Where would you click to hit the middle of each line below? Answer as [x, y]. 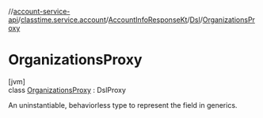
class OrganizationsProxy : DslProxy [67, 90]
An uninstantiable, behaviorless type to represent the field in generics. [123, 105]
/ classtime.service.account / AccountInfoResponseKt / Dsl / [111, 20]
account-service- [42, 11]
